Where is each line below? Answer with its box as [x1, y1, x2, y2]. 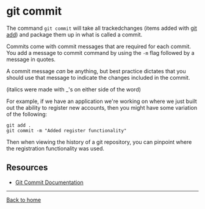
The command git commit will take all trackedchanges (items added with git [6, 24, 197, 32]
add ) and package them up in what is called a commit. [6, 30, 143, 38]
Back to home [6, 196, 41, 204]
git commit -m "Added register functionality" [6, 127, 127, 133]
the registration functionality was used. [6, 144, 105, 152]
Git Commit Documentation [15, 179, 84, 186]
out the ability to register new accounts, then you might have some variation [6, 104, 197, 111]
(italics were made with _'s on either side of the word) [6, 85, 142, 93]
